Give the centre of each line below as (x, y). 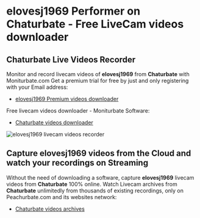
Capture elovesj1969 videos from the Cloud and (99, 153)
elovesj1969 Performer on (73, 11)
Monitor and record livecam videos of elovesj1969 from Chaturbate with (98, 74)
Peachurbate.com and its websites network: (62, 197)
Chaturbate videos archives (50, 209)
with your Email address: (37, 87)
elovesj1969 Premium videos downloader (67, 99)
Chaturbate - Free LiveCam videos (95, 24)
